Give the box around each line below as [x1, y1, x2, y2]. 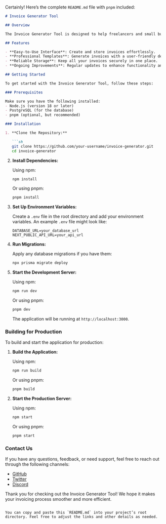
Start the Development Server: [12, 269, 77, 276]
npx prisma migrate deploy [12, 260, 68, 266]
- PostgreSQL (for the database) [5, 108, 74, 113]
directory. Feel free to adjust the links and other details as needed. [5, 514, 158, 519]
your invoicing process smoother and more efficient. [5, 496, 112, 502]
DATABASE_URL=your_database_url [12, 228, 79, 234]
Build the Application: [12, 349, 58, 355]
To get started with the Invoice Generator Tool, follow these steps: [5, 81, 154, 86]
